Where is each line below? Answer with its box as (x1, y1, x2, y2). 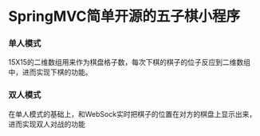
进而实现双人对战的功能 (8, 119, 85, 129)
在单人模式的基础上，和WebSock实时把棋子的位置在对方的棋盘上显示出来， (8, 109, 257, 118)
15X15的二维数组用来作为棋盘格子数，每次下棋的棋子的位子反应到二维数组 (8, 58, 251, 67)
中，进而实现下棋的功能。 (8, 67, 93, 77)
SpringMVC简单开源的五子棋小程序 (8, 7, 241, 26)
